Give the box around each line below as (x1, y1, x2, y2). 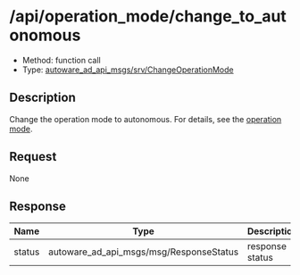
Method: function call (21, 54, 101, 65)
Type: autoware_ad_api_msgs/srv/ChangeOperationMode (21, 64, 234, 75)
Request (9, 149, 57, 164)
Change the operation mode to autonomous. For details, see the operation (9, 113, 282, 124)
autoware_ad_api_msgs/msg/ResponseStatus (47, 246, 239, 258)
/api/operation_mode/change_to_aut (9, 6, 287, 27)
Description (9, 90, 76, 105)
